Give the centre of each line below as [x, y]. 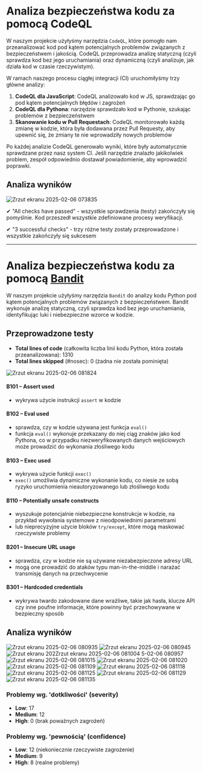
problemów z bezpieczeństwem [55, 115]
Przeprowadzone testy [50, 334]
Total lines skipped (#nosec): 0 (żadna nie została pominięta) [92, 361]
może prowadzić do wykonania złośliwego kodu [75, 446]
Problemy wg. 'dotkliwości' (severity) [63, 695]
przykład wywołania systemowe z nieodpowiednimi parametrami [95, 521]
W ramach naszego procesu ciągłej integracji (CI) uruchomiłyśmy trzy [93, 78]
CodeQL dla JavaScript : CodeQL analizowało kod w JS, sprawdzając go [105, 96]
